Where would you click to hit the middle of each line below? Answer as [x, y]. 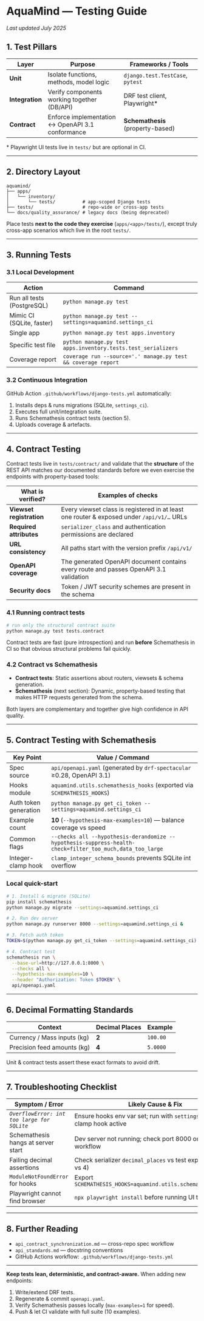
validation [75, 577]
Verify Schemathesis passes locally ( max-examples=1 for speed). [95, 1305]
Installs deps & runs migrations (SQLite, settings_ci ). [82, 405]
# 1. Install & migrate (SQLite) [49, 896]
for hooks [23, 1183]
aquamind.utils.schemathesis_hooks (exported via [122, 785]
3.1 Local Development [40, 272]
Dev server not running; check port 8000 [133, 1138]
